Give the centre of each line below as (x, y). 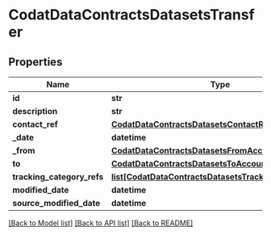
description (35, 111)
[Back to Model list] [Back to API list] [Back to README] (101, 223)
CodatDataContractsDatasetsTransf (132, 15)
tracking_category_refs (58, 177)
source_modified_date (56, 203)
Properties (35, 62)
